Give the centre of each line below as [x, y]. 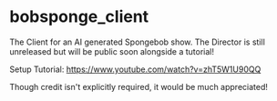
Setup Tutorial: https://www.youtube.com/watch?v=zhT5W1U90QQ [135, 69]
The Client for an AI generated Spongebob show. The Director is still [138, 42]
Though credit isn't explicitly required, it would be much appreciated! [139, 86]
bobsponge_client [79, 17]
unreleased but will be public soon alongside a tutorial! [112, 51]
